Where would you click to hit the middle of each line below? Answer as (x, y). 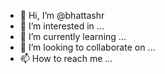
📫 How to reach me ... (66, 58)
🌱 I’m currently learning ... (73, 36)
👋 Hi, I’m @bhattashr (62, 15)
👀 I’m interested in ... (62, 26)
